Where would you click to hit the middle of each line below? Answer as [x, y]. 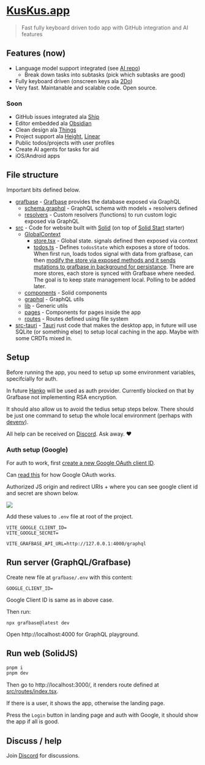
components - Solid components [65, 293]
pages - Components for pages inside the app [83, 312]
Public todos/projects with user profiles [65, 143]
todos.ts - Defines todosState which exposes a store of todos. [112, 247]
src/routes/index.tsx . [32, 692]
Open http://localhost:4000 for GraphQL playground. [73, 634]
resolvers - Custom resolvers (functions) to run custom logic [101, 214]
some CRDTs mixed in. [43, 338]
